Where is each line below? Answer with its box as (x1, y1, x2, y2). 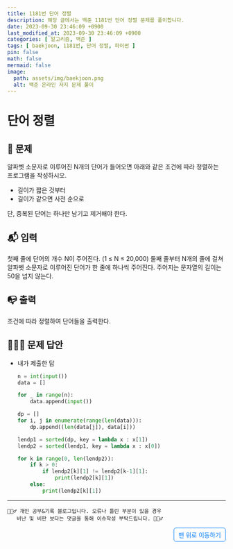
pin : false (7, 49, 39, 56)
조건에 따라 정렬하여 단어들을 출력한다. (7, 316, 111, 325)
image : (7, 68, 26, 75)
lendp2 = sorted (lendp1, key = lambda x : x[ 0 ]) (17, 442, 161, 450)
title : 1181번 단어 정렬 (7, 10, 71, 17)
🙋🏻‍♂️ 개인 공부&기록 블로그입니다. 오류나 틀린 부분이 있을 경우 (7, 507, 162, 514)
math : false (7, 56, 42, 62)
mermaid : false (7, 62, 51, 69)
